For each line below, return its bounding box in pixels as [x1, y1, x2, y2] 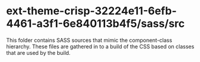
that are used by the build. [6, 49, 70, 56]
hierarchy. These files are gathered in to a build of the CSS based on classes [6, 43, 195, 50]
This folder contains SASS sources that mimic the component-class [6, 36, 173, 44]
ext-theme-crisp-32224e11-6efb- [6, 4, 177, 18]
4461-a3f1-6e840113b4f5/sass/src [6, 17, 185, 30]
